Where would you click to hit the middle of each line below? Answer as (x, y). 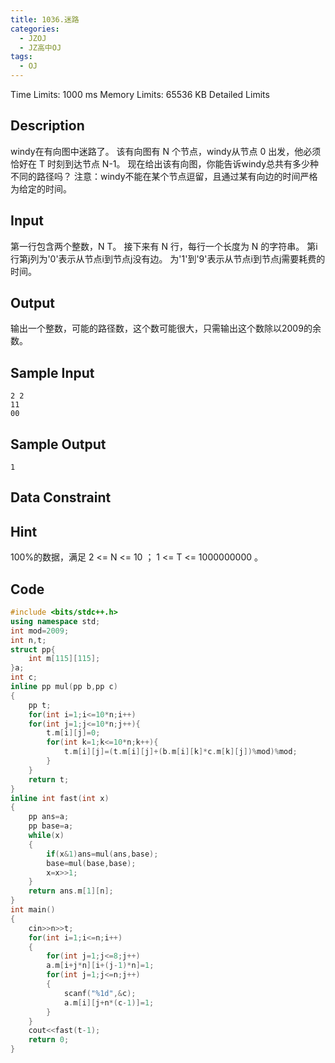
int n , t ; (28, 640)
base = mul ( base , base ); (91, 863)
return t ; (49, 779)
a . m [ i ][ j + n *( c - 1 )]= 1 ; (109, 1002)
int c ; (24, 677)
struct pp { (33, 649)
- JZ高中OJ (40, 47)
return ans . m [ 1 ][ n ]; (71, 891)
